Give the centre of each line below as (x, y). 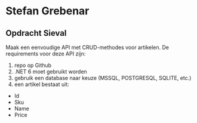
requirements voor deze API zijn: (46, 54)
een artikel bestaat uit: (41, 84)
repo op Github (33, 65)
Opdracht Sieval (36, 33)
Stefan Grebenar (47, 11)
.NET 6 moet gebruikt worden (50, 72)
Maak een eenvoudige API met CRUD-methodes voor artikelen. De (87, 47)
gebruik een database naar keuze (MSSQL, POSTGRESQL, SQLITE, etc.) (103, 78)
